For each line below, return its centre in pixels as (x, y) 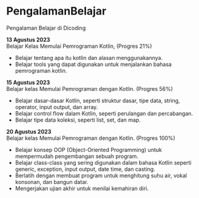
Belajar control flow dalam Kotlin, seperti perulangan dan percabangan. (104, 113)
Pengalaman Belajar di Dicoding (46, 28)
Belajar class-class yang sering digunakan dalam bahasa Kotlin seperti (103, 162)
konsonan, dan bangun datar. (52, 182)
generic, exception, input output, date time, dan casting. (85, 169)
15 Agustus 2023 (28, 82)
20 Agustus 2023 (29, 131)
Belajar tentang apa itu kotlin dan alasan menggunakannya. (89, 58)
